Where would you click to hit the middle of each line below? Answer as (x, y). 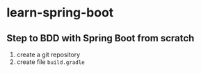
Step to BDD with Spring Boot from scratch (100, 38)
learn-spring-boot (60, 13)
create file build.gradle (50, 62)
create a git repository (48, 54)
